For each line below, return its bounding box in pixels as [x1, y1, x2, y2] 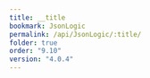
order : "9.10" [9, 47, 62, 56]
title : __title [9, 13, 66, 22]
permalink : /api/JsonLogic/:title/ [9, 30, 142, 39]
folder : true [9, 38, 58, 48]
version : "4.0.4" [9, 55, 74, 64]
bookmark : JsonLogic [9, 22, 87, 30]
